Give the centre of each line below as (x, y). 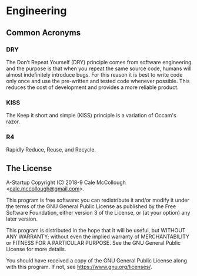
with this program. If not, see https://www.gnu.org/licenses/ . (79, 267)
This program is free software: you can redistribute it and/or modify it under (98, 200)
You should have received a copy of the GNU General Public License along (96, 261)
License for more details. (36, 249)
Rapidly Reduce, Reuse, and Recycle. (51, 150)
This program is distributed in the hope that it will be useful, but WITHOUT (96, 231)
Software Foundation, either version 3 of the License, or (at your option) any (98, 213)
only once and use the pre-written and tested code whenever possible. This (98, 81)
